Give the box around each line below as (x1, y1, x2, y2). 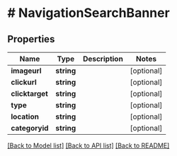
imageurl (11, 66, 42, 76)
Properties (7, 33, 55, 45)
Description (82, 54, 124, 64)
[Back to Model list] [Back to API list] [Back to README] (7, 141, 170, 150)
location (11, 112, 39, 121)
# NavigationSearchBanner (7, 5, 170, 21)
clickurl (11, 78, 37, 87)
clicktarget (11, 89, 48, 98)
